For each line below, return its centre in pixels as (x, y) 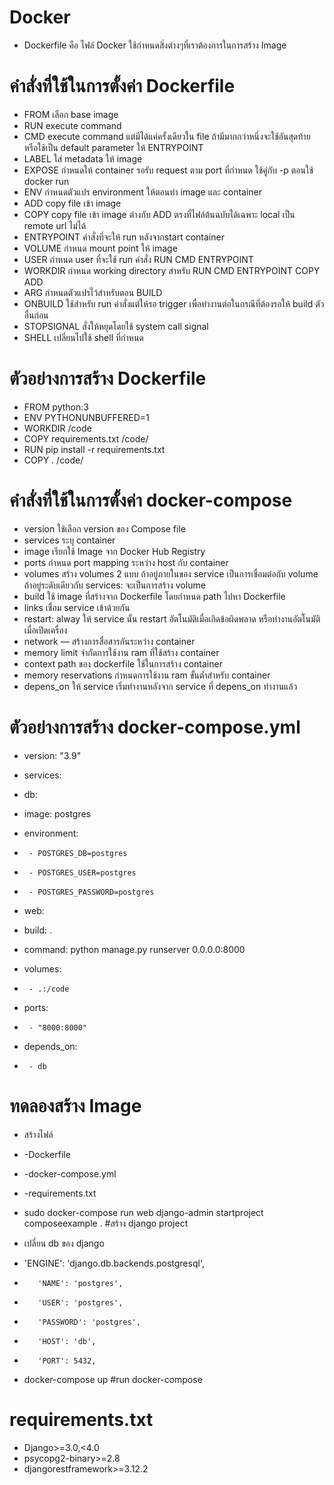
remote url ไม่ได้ (55, 225)
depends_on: (50, 1046)
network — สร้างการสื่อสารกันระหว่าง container (109, 641)
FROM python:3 (56, 407)
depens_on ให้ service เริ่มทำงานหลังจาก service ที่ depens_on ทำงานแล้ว (160, 686)
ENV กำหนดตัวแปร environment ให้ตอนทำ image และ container (143, 192)
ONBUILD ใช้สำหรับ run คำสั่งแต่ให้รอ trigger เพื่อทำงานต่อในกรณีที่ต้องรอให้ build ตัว (174, 303)
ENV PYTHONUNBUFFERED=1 (86, 417)
